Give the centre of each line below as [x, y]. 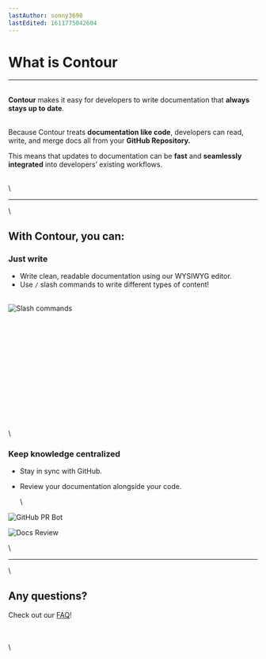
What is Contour [63, 62]
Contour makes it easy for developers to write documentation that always [129, 100]
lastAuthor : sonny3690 [46, 15]
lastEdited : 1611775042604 [53, 23]
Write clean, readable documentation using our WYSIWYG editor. [125, 276]
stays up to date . [36, 109]
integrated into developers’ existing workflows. [85, 164]
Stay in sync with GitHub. [61, 471]
